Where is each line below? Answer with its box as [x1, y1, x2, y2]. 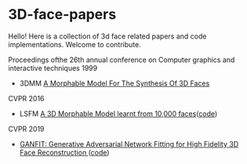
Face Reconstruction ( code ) [19, 148, 110, 157]
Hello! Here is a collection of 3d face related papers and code [8, 31, 207, 41]
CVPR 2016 [8, 93, 45, 103]
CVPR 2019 [8, 124, 45, 133]
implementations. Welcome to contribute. [8, 39, 141, 49]
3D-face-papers [8, 5, 117, 24]
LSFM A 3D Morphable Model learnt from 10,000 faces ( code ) [19, 108, 218, 118]
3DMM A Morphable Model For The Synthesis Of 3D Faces [19, 78, 210, 88]
